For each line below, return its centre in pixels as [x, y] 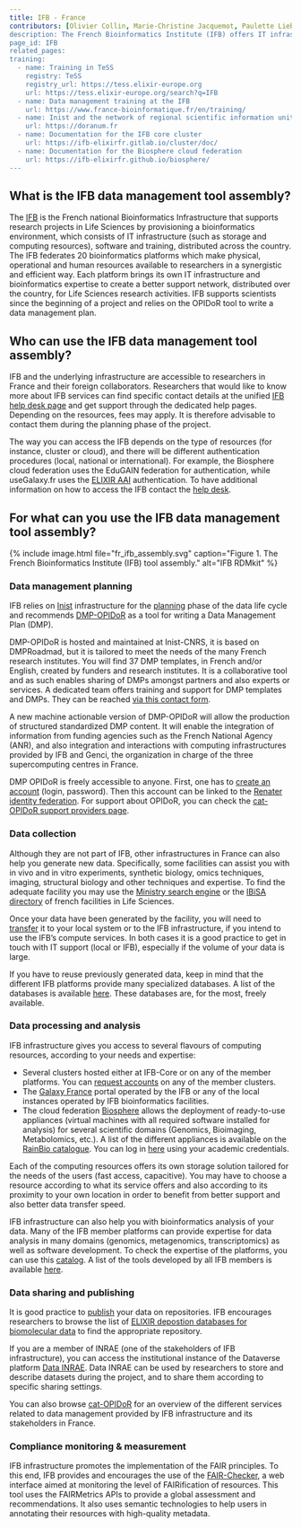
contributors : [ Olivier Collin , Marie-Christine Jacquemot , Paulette [142, 26]
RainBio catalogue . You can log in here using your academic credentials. [155, 1148]
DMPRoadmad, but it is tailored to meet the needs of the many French [138, 652]
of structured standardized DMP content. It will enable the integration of [142, 726]
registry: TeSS [54, 76]
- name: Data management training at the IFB [104, 101]
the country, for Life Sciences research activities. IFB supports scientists [143, 294]
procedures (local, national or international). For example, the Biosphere [142, 461]
